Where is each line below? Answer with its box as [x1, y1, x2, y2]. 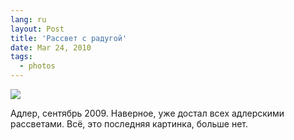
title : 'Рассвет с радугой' [10, 33, 128, 43]
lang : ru [10, 14, 47, 25]
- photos [19, 61, 56, 71]
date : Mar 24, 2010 [10, 42, 92, 53]
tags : [10, 52, 33, 62]
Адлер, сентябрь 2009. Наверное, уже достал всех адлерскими [10, 107, 285, 119]
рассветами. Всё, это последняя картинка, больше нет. [10, 118, 249, 130]
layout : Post [10, 24, 65, 34]
